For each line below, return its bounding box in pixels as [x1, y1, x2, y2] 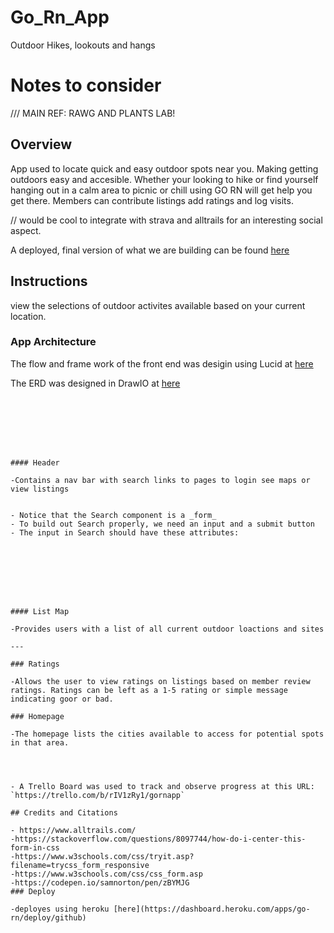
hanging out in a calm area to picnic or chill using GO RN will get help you [10, 184, 313, 196]
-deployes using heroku [10, 904, 110, 914]
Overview [10, 136, 73, 153]
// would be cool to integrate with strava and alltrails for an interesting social [10, 214, 323, 226]
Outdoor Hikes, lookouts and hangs [10, 39, 156, 51]
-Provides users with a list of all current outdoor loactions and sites [10, 624, 325, 634]
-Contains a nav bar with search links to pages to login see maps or [10, 475, 311, 485]
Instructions [10, 273, 88, 290]
